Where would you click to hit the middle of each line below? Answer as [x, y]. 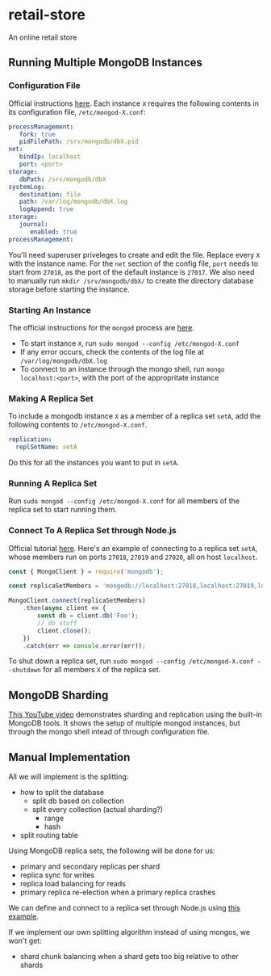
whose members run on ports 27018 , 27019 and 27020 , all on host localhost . [133, 557]
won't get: [25, 941]
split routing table [49, 835]
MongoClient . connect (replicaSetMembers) [77, 601]
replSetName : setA [47, 447]
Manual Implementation [69, 757]
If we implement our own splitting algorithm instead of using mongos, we [129, 932]
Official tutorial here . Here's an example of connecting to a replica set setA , [133, 548]
